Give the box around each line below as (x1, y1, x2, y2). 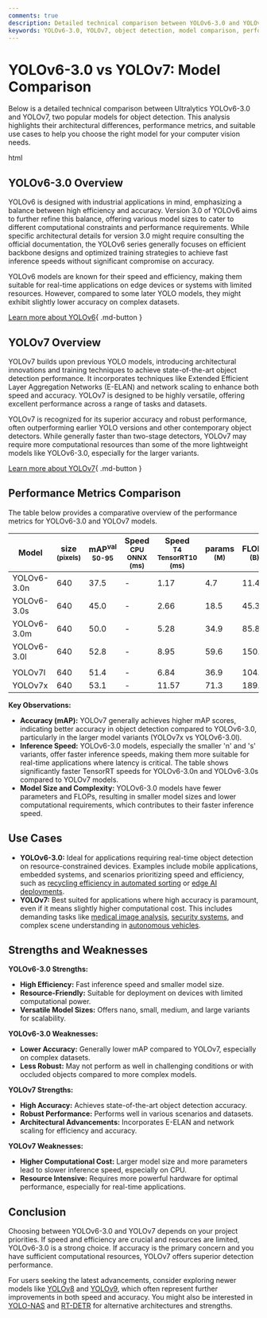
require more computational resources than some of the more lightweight (8, 439, 248, 449)
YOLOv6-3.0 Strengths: (8, 964, 89, 974)
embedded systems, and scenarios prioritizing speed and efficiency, (19, 869, 245, 879)
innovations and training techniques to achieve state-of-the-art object (8, 365, 237, 375)
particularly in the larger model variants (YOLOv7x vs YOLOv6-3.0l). (19, 733, 242, 742)
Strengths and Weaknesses (8, 943, 149, 957)
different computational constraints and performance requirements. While (8, 223, 250, 232)
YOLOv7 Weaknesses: (8, 1141, 83, 1151)
